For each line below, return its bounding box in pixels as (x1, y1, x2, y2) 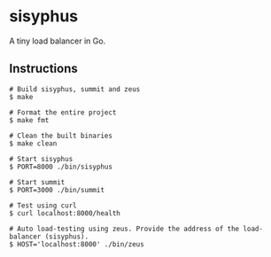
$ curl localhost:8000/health (9, 208, 121, 218)
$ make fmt (9, 115, 50, 125)
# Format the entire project (9, 108, 117, 117)
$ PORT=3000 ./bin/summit (9, 185, 105, 194)
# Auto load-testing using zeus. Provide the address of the (9, 224, 240, 233)
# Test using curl (9, 201, 77, 210)
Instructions (9, 61, 78, 76)
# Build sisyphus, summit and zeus (9, 84, 141, 94)
